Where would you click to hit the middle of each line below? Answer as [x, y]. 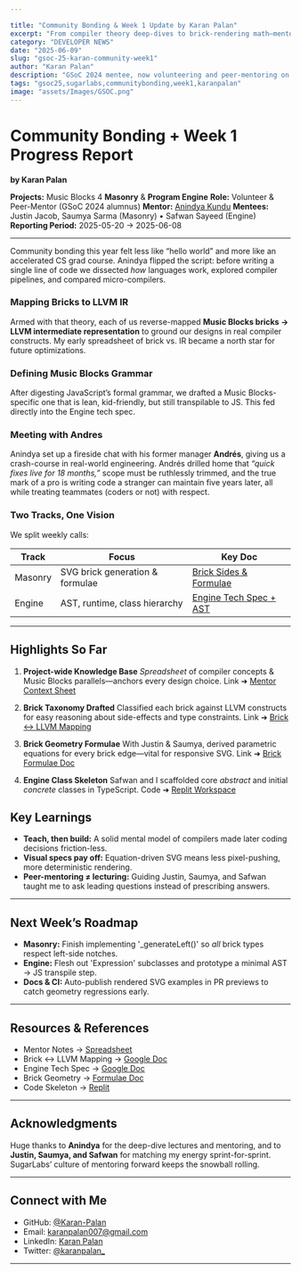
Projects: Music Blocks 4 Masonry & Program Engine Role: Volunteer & [142, 196]
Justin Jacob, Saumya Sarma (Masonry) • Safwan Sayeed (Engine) [133, 216]
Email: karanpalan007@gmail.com [85, 1231]
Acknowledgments [64, 1124]
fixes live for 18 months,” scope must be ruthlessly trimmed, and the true [143, 473]
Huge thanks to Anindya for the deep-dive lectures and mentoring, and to [146, 1145]
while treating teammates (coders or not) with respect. [110, 492]
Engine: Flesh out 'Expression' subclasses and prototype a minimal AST [155, 963]
